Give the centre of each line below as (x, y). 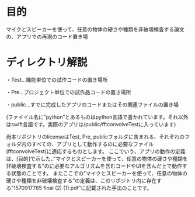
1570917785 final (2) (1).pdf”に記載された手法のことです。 (83, 188)
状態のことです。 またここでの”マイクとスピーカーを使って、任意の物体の (99, 173)
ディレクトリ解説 (47, 63)
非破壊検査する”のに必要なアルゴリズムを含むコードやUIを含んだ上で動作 (94, 166)
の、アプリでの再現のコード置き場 (47, 36)
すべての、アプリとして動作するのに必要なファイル (93, 144)
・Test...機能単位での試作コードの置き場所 (57, 80)
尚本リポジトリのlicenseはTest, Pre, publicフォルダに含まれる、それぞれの (95, 136)
